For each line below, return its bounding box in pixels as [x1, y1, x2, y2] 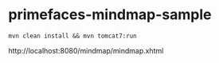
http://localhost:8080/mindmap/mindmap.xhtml [8, 45, 164, 55]
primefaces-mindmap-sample [8, 6, 212, 24]
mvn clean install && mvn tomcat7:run [8, 32, 137, 40]
